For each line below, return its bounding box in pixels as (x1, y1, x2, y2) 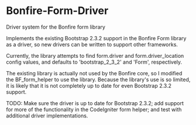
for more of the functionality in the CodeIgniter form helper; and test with (6, 106, 182, 113)
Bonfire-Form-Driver (6, 4, 109, 18)
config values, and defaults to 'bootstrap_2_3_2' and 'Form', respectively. (6, 58, 183, 65)
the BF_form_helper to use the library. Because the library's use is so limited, (6, 76, 191, 83)
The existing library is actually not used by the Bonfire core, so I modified (6, 70, 183, 77)
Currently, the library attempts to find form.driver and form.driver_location (6, 52, 184, 59)
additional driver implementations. (6, 112, 88, 119)
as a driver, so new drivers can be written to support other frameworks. (6, 41, 178, 48)
